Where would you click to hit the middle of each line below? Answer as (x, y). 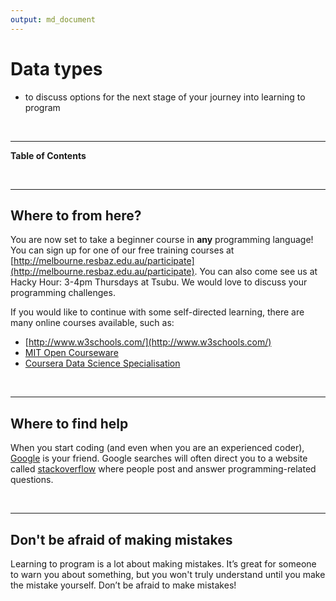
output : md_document (53, 19)
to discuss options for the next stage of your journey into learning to (165, 97)
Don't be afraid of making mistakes (121, 539)
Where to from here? (76, 215)
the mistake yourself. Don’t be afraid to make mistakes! (123, 585)
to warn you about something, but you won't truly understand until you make (168, 574)
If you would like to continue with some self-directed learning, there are (157, 312)
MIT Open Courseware (71, 353)
